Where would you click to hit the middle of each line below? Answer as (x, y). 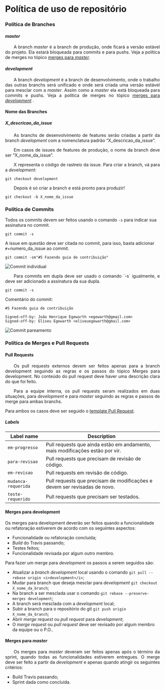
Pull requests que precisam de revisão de (94, 459)
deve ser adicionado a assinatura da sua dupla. (53, 281)
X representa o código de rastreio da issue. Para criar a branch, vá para (87, 165)
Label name (24, 436)
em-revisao (20, 473)
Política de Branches (30, 25)
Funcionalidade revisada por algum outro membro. (63, 553)
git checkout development (31, 179)
